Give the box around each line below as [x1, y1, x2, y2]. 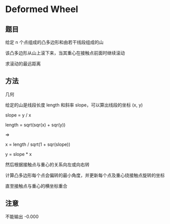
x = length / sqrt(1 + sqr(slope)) [5, 141, 71, 147]
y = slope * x [5, 151, 32, 157]
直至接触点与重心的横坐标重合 [5, 183, 67, 189]
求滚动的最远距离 [5, 61, 41, 67]
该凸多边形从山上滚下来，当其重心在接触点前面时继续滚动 [5, 50, 125, 56]
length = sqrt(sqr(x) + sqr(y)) [5, 122, 66, 128]
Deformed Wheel [5, 4, 78, 15]
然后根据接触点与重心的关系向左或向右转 [5, 161, 90, 167]
